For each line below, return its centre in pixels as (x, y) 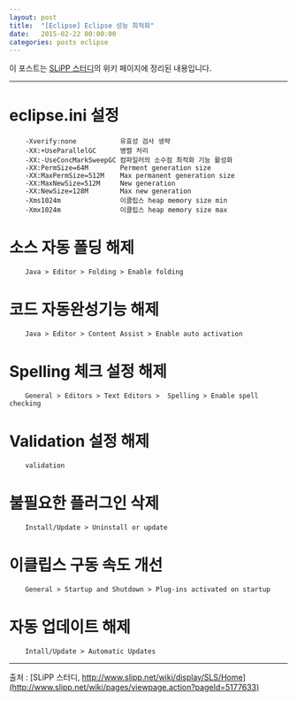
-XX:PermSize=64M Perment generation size (118, 168)
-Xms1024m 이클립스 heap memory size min (126, 201)
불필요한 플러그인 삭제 (84, 503)
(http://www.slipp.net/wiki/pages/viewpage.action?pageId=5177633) (134, 687)
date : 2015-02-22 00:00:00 (63, 34)
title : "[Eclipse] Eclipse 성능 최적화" (82, 26)
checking (25, 404)
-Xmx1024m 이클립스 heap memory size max (126, 210)
